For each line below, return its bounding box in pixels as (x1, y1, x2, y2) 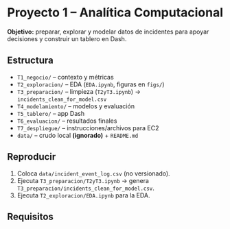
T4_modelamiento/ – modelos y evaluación (16, 101, 135, 110)
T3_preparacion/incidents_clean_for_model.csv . (16, 184, 154, 192)
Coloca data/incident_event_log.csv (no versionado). (16, 169, 170, 178)
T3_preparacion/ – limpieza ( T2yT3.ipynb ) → (16, 87, 141, 95)
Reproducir (7, 151, 56, 162)
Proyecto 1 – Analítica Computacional (7, 5, 224, 21)
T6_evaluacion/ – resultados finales (16, 117, 117, 125)
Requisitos (7, 210, 54, 222)
